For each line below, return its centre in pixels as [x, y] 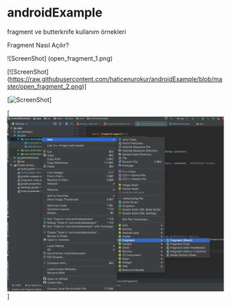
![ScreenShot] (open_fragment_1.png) [60, 58]
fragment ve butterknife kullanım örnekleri [67, 32]
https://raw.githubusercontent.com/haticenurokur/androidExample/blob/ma [116, 79]
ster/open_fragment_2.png [45, 86]
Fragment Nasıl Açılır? [38, 45]
